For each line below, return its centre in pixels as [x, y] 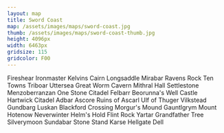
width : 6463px [27, 45]
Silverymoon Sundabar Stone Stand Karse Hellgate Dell [85, 122]
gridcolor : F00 [29, 59]
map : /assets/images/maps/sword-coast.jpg [69, 26]
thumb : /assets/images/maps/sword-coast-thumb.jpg [81, 33]
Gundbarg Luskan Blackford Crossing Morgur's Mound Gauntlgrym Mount [112, 107]
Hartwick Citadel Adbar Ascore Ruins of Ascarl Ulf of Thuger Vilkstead [107, 100]
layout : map [24, 13]
